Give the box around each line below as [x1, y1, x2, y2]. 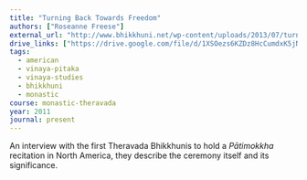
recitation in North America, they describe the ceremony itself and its [9, 150, 270, 161]
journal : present [9, 115, 76, 124]
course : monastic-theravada [9, 98, 117, 108]
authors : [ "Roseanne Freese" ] [9, 22, 125, 31]
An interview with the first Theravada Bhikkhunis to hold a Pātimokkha [9, 141, 274, 152]
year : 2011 [9, 107, 51, 116]
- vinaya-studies [17, 73, 84, 82]
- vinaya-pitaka [17, 65, 79, 74]
